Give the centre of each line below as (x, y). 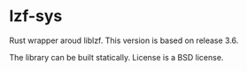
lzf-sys (36, 16)
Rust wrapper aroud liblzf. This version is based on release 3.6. (124, 40)
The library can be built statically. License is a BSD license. (116, 57)
